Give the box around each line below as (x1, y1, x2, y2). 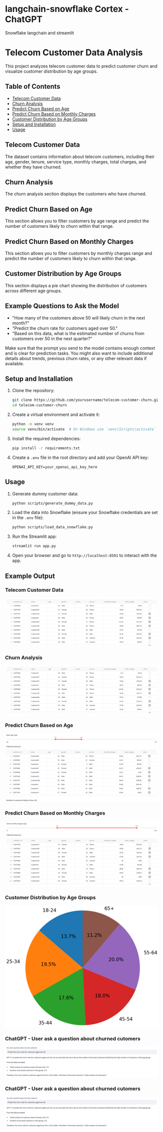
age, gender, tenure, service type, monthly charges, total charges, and (5, 159, 146, 164)
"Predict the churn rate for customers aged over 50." (12, 325, 118, 331)
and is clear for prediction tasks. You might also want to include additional (5, 350, 153, 356)
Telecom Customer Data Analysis (5, 47, 143, 58)
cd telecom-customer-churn (12, 403, 67, 408)
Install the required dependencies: (12, 436, 81, 441)
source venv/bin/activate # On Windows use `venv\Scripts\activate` (12, 427, 157, 432)
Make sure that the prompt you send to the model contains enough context (5, 345, 155, 351)
